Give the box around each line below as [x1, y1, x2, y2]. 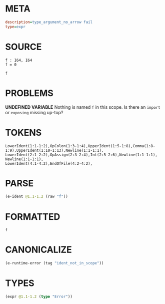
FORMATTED [5, 211, 60, 222]
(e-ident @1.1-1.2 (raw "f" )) [5, 194, 68, 199]
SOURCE [5, 41, 42, 53]
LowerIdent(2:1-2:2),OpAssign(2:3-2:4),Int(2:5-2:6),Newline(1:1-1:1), [5, 152, 157, 157]
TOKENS [5, 127, 42, 138]
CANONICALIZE [5, 244, 72, 255]
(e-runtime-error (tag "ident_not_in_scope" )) [5, 261, 104, 266]
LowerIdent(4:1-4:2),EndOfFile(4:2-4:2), [5, 161, 93, 166]
